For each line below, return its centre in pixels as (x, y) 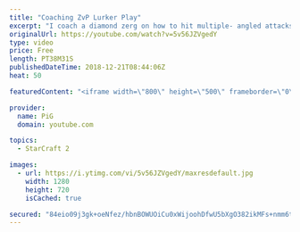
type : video (31, 42)
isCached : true (54, 198)
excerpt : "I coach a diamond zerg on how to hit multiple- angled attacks (151, 26)
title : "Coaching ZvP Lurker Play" (75, 17)
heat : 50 (25, 76)
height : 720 (47, 190)
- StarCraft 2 (43, 149)
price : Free (31, 51)
